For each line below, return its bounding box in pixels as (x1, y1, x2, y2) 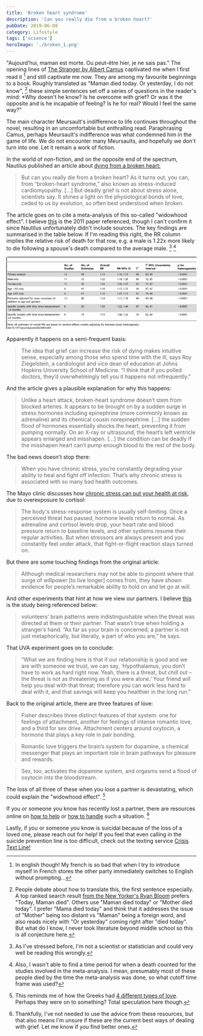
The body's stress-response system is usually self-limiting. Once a (21, 508, 187, 515)
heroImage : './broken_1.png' (6, 42, 80, 48)
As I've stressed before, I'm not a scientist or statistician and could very (14, 943, 193, 950)
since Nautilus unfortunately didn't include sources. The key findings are (6, 225, 187, 232)
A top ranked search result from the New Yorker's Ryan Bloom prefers (14, 892, 190, 899)
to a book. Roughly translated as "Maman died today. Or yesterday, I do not (6, 80, 193, 87)
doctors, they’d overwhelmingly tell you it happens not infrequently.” (21, 373, 192, 381)
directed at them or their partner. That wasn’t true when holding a (21, 620, 184, 627)
